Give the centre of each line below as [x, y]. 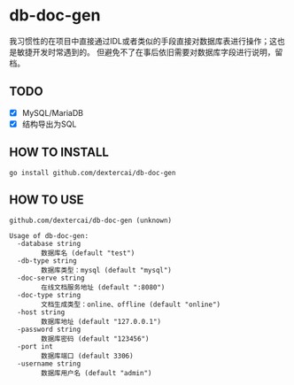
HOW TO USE [46, 200]
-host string [41, 312]
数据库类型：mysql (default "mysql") [107, 270]
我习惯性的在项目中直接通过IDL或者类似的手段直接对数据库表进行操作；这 [143, 41]
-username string [49, 364]
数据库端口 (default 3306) [88, 356]
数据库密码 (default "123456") [95, 339]
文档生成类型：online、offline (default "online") [131, 304]
